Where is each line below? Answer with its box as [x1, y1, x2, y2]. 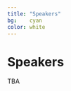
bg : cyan [7, 17, 42, 24]
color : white [7, 23, 46, 30]
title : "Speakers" [7, 10, 61, 18]
